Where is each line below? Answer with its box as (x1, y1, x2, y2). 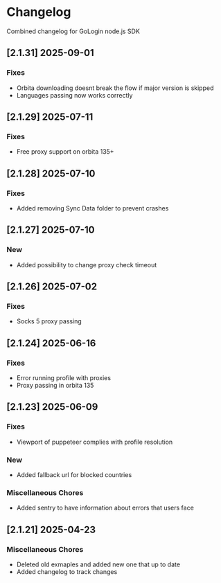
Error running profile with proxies (16, 374, 112, 382)
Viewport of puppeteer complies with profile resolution (16, 438, 173, 446)
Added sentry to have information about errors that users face (16, 503, 195, 512)
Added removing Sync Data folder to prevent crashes (16, 204, 169, 212)
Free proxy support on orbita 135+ (16, 147, 115, 156)
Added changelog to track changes (16, 568, 118, 576)
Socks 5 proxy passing (16, 317, 82, 325)
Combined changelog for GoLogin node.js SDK (6, 27, 140, 35)
